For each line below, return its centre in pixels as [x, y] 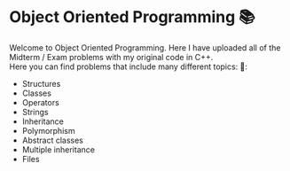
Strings [35, 112]
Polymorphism [48, 130]
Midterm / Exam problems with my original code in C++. [111, 57]
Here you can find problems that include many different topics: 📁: [129, 66]
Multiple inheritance [59, 149]
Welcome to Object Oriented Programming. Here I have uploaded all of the [145, 47]
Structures [41, 83]
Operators [40, 102]
